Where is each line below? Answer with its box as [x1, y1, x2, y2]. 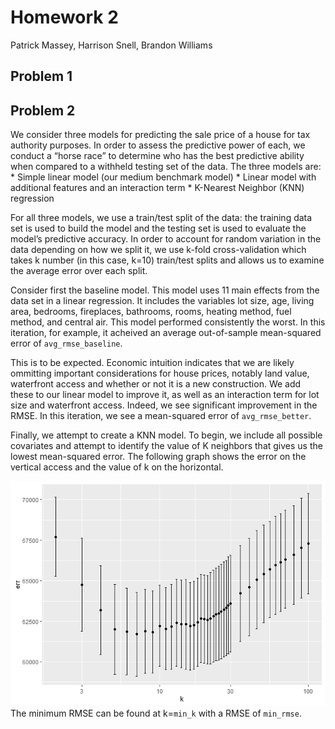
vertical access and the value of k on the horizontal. [10, 461, 224, 473]
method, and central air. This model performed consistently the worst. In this [10, 316, 326, 328]
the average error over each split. [10, 265, 148, 277]
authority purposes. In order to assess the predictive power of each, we [10, 139, 306, 151]
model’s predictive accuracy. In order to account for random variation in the [10, 233, 322, 245]
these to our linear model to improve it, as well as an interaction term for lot [10, 389, 320, 401]
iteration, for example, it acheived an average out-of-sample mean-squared [10, 327, 322, 339]
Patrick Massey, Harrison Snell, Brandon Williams [10, 39, 213, 51]
